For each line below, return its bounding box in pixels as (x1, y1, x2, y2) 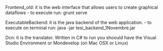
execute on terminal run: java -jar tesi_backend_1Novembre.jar (5, 25, 136, 31)
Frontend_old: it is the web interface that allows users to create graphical (5, 5, 158, 10)
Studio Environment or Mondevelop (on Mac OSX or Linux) (5, 40, 128, 46)
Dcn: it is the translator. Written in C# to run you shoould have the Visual (5, 35, 156, 40)
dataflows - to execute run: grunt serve (5, 10, 88, 16)
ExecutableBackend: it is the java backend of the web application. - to (5, 20, 152, 25)
